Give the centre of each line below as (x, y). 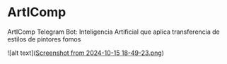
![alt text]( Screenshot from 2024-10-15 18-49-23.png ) (86, 53)
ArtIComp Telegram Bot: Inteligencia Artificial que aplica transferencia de (114, 32)
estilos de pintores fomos (44, 39)
